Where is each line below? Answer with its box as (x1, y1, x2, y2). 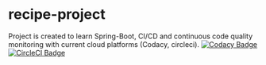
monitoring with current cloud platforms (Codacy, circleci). (8, 39, 200, 49)
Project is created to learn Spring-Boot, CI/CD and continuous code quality (8, 31, 253, 41)
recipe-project (8, 5, 106, 23)
